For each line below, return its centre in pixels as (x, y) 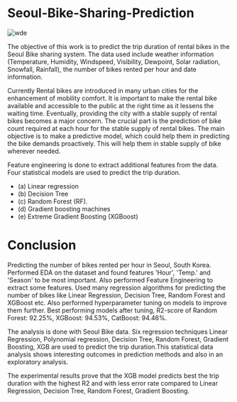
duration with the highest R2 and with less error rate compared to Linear (113, 383)
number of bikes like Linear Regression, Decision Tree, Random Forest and (116, 295)
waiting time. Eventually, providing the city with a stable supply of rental (112, 113)
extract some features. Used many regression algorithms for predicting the (117, 287)
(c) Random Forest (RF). (53, 201)
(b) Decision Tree (43, 194)
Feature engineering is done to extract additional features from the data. (113, 164)
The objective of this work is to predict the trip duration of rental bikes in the (118, 46)
